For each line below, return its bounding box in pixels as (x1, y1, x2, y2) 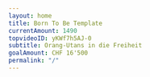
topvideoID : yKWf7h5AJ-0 (8, 34, 92, 43)
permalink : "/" (8, 57, 60, 65)
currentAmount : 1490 (8, 26, 78, 34)
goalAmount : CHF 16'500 (8, 49, 89, 57)
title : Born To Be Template (8, 19, 103, 27)
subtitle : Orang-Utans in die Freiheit (8, 42, 143, 50)
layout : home (8, 11, 52, 20)
